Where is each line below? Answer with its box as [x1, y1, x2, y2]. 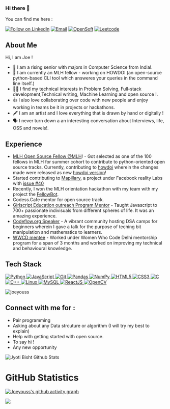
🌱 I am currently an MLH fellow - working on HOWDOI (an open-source [12, 70, 162, 76]
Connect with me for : [5, 304, 75, 312]
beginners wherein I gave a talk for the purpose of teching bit [12, 224, 141, 230]
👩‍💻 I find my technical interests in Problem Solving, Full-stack [12, 86, 141, 92]
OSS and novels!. [12, 125, 49, 131]
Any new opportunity [12, 344, 57, 350]
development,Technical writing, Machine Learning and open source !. [12, 91, 158, 97]
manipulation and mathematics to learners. [12, 229, 103, 235]
